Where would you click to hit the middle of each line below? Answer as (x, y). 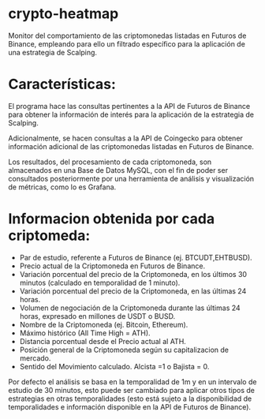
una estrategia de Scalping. (52, 52)
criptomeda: (49, 236)
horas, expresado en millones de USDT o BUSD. (97, 316)
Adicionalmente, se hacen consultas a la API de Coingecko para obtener (125, 138)
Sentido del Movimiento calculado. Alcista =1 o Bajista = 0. (114, 366)
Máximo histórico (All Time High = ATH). (85, 333)
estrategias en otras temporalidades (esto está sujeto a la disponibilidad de (130, 398)
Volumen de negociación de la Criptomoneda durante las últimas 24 (130, 308)
